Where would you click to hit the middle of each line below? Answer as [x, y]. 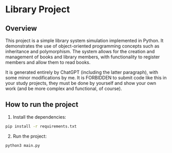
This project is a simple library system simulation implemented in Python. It [84, 40]
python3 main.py [23, 145]
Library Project [38, 9]
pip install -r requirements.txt [41, 126]
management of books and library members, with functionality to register [83, 57]
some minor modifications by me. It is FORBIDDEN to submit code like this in [86, 78]
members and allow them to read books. [48, 62]
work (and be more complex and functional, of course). [64, 89]
